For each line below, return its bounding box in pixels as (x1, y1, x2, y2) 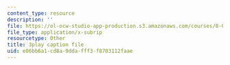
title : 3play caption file (7, 41, 84, 48)
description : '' (7, 16, 53, 23)
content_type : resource (7, 9, 75, 17)
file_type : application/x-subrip (7, 28, 103, 36)
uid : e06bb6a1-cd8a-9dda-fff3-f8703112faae (7, 48, 133, 55)
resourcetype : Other (7, 35, 66, 42)
